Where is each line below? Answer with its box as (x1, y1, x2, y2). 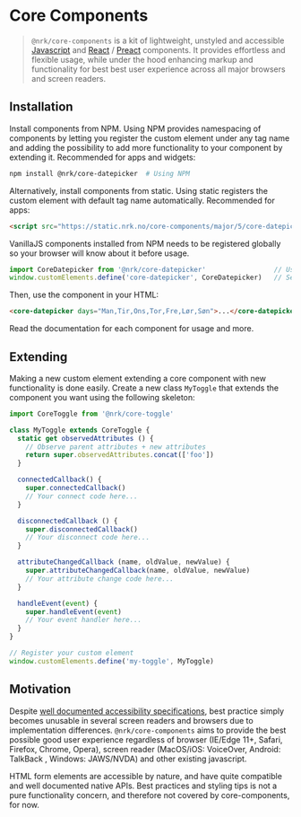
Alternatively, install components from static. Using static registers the (9, 185, 269, 196)
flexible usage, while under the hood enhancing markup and (30, 54, 254, 65)
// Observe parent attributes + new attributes (25, 442, 206, 452)
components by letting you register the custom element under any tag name (9, 132, 290, 144)
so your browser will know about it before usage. (9, 248, 190, 259)
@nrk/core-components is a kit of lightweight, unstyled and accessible (30, 35, 285, 46)
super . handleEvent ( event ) (25, 607, 123, 616)
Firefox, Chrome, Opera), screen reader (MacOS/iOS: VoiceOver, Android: (9, 743, 281, 754)
